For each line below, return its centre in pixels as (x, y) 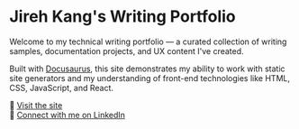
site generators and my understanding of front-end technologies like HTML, (150, 78)
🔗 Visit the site (36, 105)
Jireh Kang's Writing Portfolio (122, 17)
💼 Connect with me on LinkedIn (68, 115)
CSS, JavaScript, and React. (62, 88)
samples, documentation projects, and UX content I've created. (127, 51)
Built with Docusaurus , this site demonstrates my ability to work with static (147, 69)
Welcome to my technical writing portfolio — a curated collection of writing (148, 41)
